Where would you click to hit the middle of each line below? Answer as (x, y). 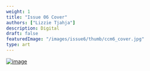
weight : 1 (18, 12)
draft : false (22, 34)
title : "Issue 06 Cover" (37, 17)
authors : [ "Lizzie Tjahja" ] (41, 22)
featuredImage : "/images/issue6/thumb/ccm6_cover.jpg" (75, 39)
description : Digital (33, 28)
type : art (18, 45)
